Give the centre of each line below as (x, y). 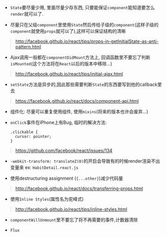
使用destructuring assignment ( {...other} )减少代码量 (67, 178)
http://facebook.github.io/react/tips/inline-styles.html (71, 209)
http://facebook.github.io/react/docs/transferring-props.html (79, 188)
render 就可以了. (27, 14)
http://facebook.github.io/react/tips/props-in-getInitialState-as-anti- (87, 41)
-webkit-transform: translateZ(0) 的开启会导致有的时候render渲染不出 (85, 161)
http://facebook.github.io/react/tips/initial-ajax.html (69, 74)
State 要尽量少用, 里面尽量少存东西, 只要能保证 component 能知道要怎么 (82, 7)
